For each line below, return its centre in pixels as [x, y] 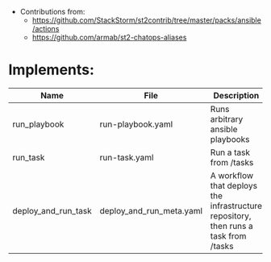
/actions [46, 29]
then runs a [232, 226]
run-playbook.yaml [136, 124]
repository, [231, 215]
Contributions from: [52, 12]
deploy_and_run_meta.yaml [151, 210]
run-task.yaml [127, 157]
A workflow [232, 175]
